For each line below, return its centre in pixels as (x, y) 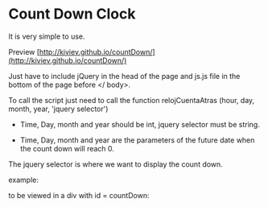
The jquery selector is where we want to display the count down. (115, 164)
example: (23, 180)
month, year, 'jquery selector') (58, 109)
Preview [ (24, 52)
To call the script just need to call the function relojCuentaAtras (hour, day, (132, 100)
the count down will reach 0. (67, 148)
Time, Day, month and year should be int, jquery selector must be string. (140, 124)
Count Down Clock (72, 14)
